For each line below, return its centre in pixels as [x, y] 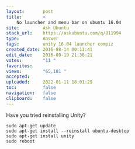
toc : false [31, 88]
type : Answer [32, 39]
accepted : [18, 77]
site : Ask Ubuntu [37, 28]
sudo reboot [20, 141]
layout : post [30, 11]
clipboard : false [31, 98]
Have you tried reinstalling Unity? [46, 115]
